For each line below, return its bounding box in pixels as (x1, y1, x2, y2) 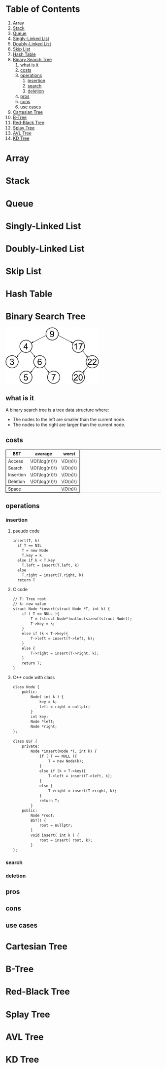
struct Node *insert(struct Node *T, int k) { (12, 606, 110, 611)
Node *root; (31, 813, 55, 818)
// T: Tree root (12, 597, 46, 601)
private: (22, 744, 40, 749)
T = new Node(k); (48, 759, 84, 764)
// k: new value (12, 601, 46, 606)
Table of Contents (5, 3, 80, 15)
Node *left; (31, 719, 55, 724)
